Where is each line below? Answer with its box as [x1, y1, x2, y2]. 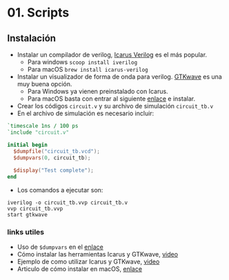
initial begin [7, 141, 48, 148]
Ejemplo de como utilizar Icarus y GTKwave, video [17, 257, 160, 266]
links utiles [7, 227, 45, 237]
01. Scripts [7, 5, 70, 21]
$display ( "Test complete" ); [13, 167, 94, 174]
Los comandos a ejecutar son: [17, 186, 103, 194]
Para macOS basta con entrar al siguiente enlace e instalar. [27, 94, 195, 103]
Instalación [7, 32, 57, 44]
